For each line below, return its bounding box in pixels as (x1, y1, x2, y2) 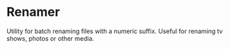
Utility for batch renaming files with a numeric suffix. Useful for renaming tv (6, 27, 223, 35)
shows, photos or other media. (6, 34, 95, 42)
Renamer (6, 4, 61, 20)
